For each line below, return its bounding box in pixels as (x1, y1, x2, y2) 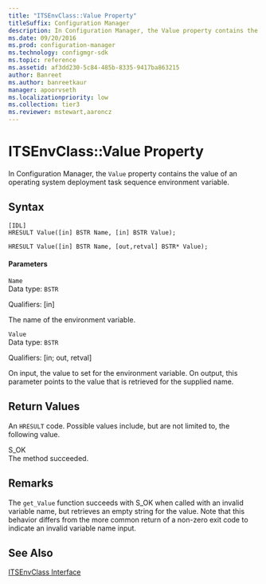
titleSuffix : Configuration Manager (8, 19, 130, 27)
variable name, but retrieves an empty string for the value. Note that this (8, 506, 245, 515)
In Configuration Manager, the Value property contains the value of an (8, 168, 237, 178)
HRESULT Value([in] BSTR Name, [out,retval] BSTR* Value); (8, 243, 209, 251)
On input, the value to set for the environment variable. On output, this (8, 368, 238, 377)
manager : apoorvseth (8, 85, 77, 94)
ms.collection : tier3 (8, 101, 80, 109)
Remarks (8, 476, 54, 491)
